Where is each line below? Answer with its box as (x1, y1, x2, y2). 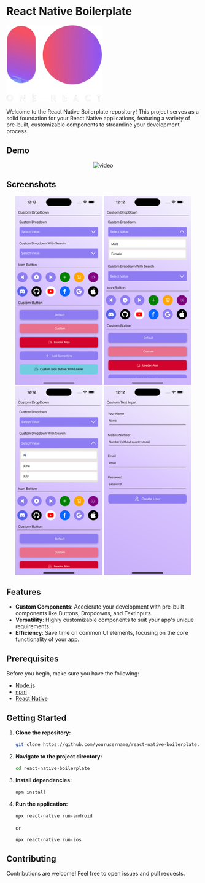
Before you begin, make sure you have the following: (6, 670, 139, 677)
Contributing (6, 854, 56, 864)
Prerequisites (6, 653, 59, 664)
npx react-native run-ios (15, 836, 82, 842)
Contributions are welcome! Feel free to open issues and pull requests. (6, 870, 185, 877)
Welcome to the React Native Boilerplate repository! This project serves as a (6, 107, 199, 115)
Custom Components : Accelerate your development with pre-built (15, 603, 184, 610)
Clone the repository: (15, 729, 71, 736)
